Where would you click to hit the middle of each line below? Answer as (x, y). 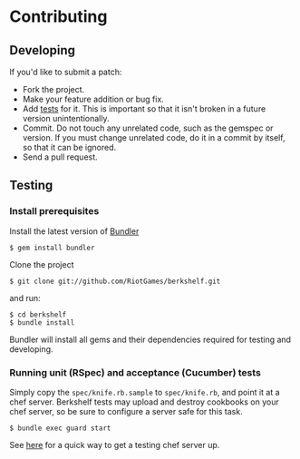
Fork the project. (53, 89)
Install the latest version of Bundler (74, 231)
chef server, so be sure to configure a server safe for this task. (126, 411)
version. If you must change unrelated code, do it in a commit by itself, (154, 137)
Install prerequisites (54, 211)
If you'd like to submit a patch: (66, 72)
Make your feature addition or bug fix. (93, 99)
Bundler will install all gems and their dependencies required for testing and (150, 339)
